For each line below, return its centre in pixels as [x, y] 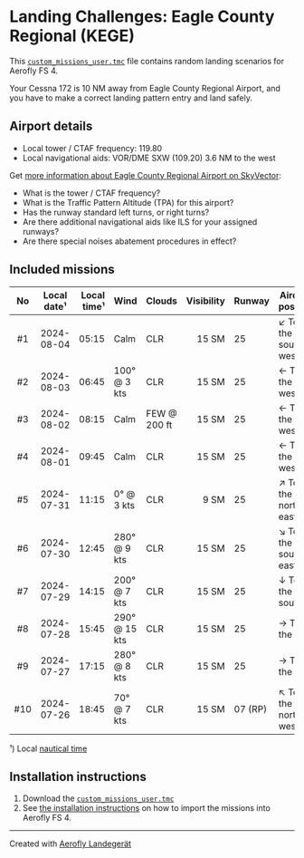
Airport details [51, 126]
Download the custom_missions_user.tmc [98, 798]
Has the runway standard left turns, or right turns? [116, 212]
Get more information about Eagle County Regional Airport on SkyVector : [146, 175]
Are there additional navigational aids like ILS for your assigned [140, 222]
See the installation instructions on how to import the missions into [147, 808]
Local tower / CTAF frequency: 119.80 [92, 148]
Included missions [62, 270]
